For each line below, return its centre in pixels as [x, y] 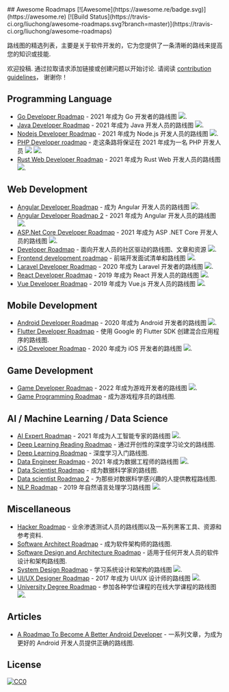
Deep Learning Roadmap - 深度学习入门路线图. [83, 453]
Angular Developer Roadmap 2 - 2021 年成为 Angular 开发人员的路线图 [117, 215]
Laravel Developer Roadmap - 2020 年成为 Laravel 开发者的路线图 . [115, 266]
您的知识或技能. [29, 54]
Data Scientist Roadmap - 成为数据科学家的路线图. [87, 470]
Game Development [50, 371]
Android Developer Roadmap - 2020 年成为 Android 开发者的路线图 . [117, 323]
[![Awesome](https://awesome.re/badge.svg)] [142, 9]
